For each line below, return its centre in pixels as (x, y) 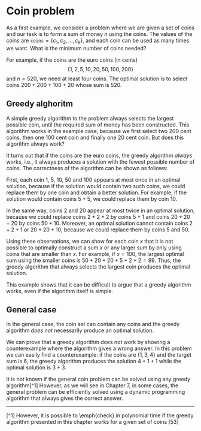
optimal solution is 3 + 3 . (36, 367)
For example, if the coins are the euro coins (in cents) (72, 60)
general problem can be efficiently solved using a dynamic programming (96, 392)
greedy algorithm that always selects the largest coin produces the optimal (98, 266)
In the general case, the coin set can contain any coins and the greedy (93, 324)
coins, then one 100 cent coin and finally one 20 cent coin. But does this (95, 137)
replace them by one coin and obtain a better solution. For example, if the (97, 192)
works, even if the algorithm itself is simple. (60, 291)
